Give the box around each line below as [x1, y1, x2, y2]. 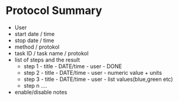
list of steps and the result [14, 56, 80, 63]
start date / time [14, 30, 55, 37]
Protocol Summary [5, 4, 102, 18]
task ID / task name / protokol [14, 49, 89, 57]
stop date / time [14, 37, 54, 44]
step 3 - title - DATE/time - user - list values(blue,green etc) [23, 75, 174, 83]
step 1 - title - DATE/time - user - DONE [23, 62, 122, 70]
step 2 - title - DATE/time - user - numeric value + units [23, 69, 163, 76]
